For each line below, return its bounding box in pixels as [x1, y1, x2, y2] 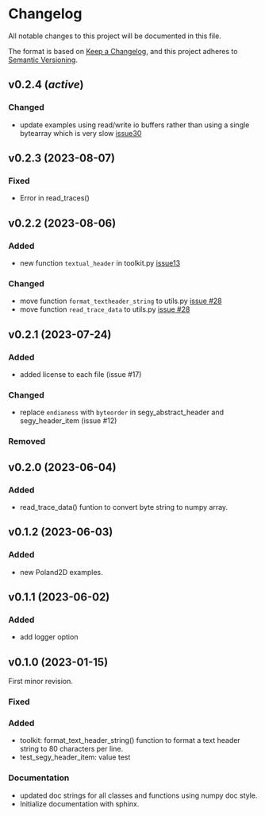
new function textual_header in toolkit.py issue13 [19, 258, 181, 267]
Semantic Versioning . [8, 55, 78, 64]
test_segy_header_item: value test [19, 752, 131, 762]
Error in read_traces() [19, 193, 90, 203]
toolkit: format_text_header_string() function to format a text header [19, 736, 240, 745]
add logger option [19, 632, 79, 642]
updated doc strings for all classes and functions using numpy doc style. [19, 791, 258, 800]
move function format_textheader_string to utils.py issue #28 [19, 296, 222, 306]
